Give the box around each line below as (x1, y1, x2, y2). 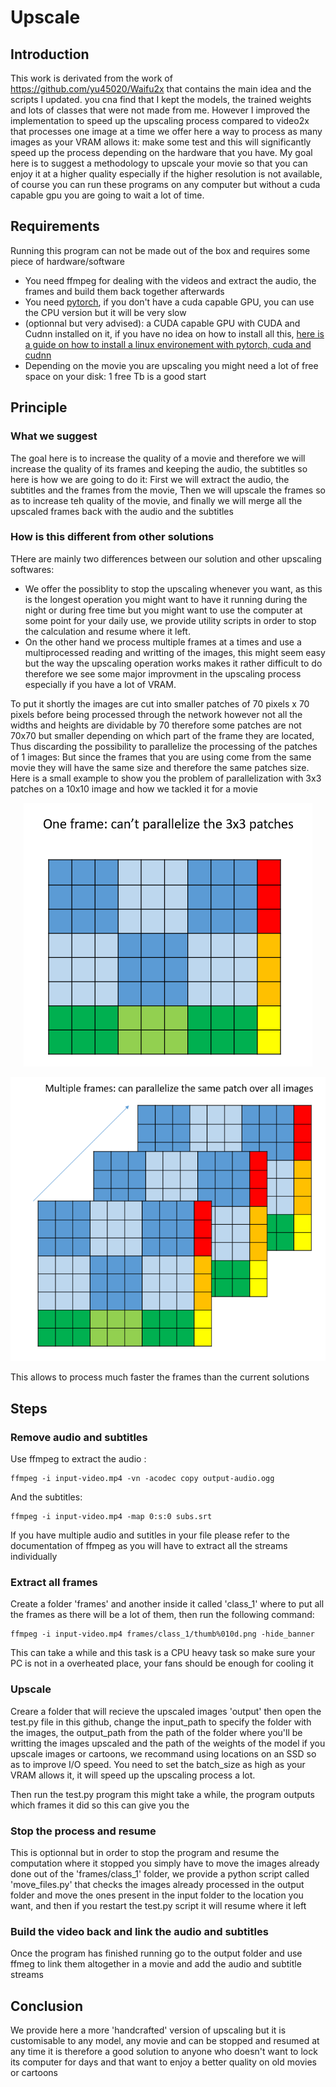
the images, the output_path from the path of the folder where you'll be (10, 1726, 303, 1738)
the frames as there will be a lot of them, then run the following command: (10, 1609, 315, 1621)
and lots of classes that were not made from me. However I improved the (10, 104, 311, 116)
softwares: (10, 563, 55, 575)
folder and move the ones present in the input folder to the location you (10, 1889, 304, 1901)
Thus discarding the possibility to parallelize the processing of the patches (10, 740, 318, 752)
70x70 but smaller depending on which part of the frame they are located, (10, 729, 315, 741)
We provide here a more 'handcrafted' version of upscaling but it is (10, 2024, 287, 2036)
